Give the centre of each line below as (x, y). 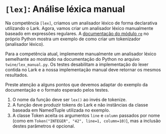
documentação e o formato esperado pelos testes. (57, 90)
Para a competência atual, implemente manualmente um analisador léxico (81, 54)
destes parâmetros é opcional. (44, 126)
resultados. (17, 75)
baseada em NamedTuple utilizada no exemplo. (61, 110)
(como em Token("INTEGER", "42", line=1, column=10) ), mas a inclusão (86, 121)
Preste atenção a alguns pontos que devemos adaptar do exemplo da (77, 84)
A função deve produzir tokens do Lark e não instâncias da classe (80, 105)
